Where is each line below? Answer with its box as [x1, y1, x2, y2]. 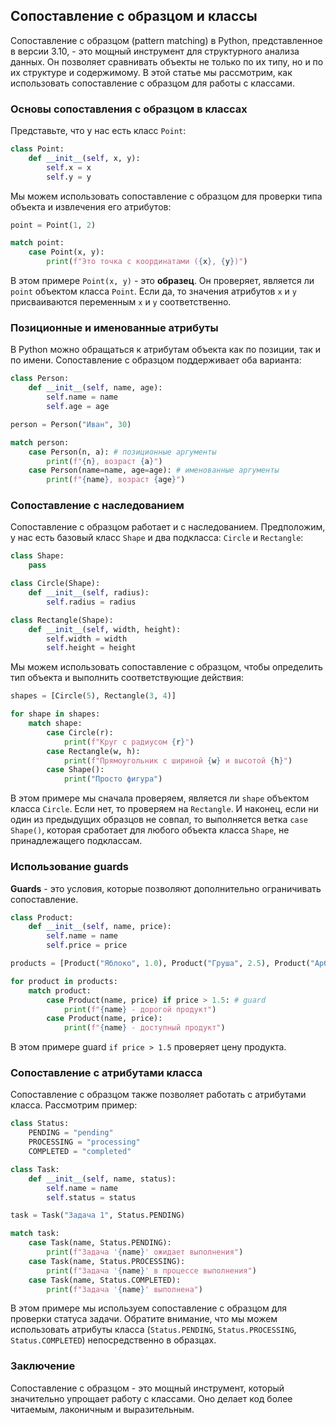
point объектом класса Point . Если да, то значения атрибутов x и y [10, 285, 297, 298]
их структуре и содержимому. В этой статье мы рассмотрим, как [10, 66, 293, 78]
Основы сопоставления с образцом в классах [10, 102, 248, 116]
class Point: [10, 144, 65, 154]
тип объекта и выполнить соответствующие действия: [10, 672, 244, 684]
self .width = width [46, 634, 128, 644]
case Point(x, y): [28, 247, 105, 258]
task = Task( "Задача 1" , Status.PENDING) [10, 1210, 186, 1221]
